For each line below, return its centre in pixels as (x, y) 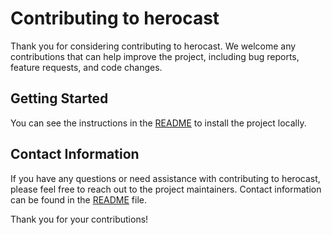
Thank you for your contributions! (79, 219)
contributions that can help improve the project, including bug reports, (155, 56)
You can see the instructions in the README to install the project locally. (158, 123)
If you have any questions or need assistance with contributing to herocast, (165, 178)
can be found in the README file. (79, 199)
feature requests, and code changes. (86, 67)
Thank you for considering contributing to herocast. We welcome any (153, 46)
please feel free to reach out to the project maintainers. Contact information (166, 189)
